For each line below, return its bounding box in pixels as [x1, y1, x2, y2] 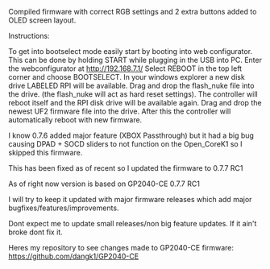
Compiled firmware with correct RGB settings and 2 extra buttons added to [8, 7, 257, 16]
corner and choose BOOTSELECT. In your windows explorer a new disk [8, 72, 246, 81]
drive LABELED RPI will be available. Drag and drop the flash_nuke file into [8, 81, 255, 90]
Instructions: [8, 31, 50, 40]
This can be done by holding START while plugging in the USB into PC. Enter [8, 56, 262, 64]
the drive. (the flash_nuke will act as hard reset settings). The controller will [8, 89, 258, 99]
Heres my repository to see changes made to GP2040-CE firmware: [8, 243, 235, 252]
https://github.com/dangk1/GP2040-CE [8, 251, 139, 261]
